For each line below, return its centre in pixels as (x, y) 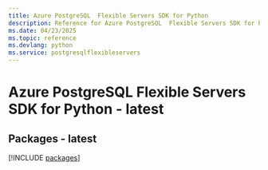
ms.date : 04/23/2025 (43, 30)
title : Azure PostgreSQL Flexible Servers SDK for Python (108, 16)
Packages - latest (53, 138)
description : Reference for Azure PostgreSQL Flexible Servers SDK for (132, 23)
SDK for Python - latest (86, 109)
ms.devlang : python (41, 45)
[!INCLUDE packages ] (44, 158)
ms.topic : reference (43, 38)
